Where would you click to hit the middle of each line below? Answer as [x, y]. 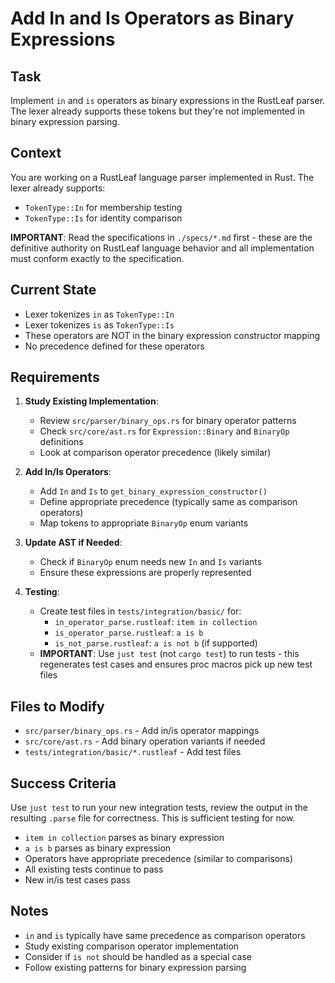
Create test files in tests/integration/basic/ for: [140, 611]
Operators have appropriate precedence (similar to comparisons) [159, 859]
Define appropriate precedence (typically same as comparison [168, 502]
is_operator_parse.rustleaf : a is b [129, 633]
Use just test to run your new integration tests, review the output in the [159, 808]
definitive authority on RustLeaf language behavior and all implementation [162, 248]
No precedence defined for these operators [114, 346]
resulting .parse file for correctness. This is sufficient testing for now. [153, 818]
